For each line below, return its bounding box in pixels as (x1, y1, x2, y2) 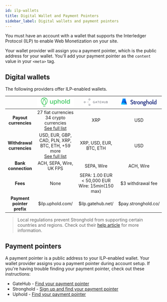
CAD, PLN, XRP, (39, 137, 72, 143)
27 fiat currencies (37, 109, 74, 115)
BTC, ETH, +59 (40, 143, 71, 149)
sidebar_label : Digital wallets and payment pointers (5, 18, 119, 23)
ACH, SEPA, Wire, (37, 160, 74, 166)
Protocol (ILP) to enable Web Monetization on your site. (5, 38, 118, 44)
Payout (12, 115, 28, 121)
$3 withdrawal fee (120, 180, 158, 186)
